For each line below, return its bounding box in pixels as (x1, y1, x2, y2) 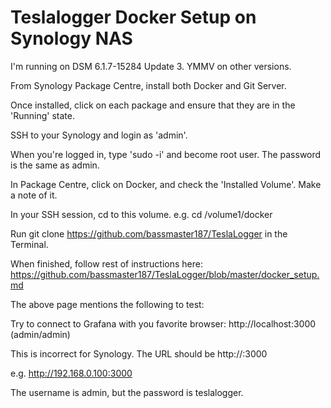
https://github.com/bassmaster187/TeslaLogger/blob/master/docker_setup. (10, 268, 320, 280)
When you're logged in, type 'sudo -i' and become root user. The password (10, 148, 322, 160)
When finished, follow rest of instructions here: (10, 257, 203, 270)
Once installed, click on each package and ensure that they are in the (10, 99, 296, 111)
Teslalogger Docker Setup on (10, 6, 257, 29)
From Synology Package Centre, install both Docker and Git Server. (10, 79, 287, 91)
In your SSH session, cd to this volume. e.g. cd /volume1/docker (10, 208, 273, 220)
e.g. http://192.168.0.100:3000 (10, 367, 133, 379)
